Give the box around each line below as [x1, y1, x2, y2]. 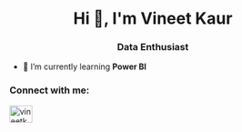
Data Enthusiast [116, 41, 189, 54]
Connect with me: [9, 84, 90, 96]
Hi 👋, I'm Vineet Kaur [73, 8, 233, 29]
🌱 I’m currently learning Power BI [22, 61, 147, 72]
